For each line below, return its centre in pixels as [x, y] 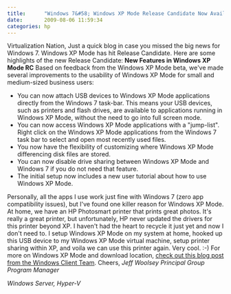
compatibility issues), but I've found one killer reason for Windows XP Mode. [115, 204]
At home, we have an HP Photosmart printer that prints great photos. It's [109, 211]
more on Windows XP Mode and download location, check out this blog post [115, 255]
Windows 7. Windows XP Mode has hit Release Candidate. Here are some [111, 53]
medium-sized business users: [51, 83]
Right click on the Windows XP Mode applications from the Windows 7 [117, 132]
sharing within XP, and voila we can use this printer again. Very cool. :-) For [114, 248]
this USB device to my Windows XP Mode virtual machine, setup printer [109, 241]
